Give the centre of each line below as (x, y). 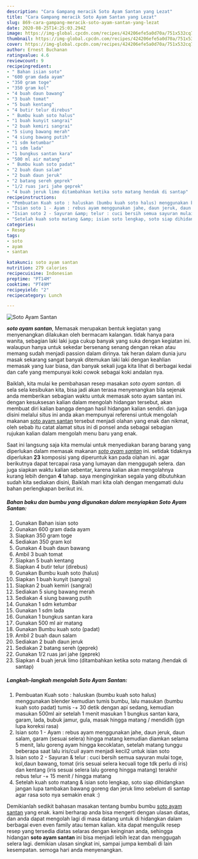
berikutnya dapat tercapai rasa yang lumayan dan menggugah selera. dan (96, 464)
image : (15, 33)
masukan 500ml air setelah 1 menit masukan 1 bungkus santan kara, (97, 714)
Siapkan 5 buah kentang (44, 561)
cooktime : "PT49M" (29, 284)
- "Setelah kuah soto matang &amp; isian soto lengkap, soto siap (90, 219)
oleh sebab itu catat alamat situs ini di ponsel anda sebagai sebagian (90, 427)
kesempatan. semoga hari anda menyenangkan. (65, 850)
